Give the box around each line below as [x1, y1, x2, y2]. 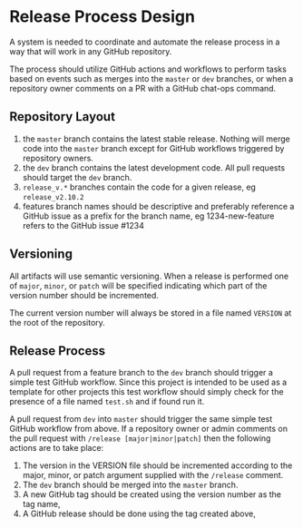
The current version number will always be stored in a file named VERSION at [9, 307, 292, 318]
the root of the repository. [9, 317, 106, 328]
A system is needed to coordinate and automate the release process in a [9, 36, 280, 47]
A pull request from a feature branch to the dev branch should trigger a [9, 367, 274, 378]
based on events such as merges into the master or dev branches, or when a [9, 73, 294, 83]
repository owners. [22, 152, 93, 163]
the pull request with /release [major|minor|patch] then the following [9, 433, 271, 444]
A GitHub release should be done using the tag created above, [22, 508, 256, 519]
